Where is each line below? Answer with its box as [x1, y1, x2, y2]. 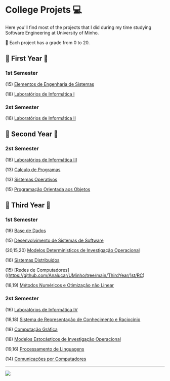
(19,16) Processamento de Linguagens [5, 346, 84, 352]
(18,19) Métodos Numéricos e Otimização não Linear [5, 282, 114, 289]
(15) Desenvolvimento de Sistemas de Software [5, 237, 104, 244]
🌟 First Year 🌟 [5, 54, 49, 63]
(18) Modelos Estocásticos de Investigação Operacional [5, 336, 121, 342]
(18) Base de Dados [5, 228, 47, 234]
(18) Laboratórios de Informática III [5, 156, 77, 163]
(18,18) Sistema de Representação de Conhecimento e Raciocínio [5, 316, 141, 323]
